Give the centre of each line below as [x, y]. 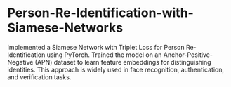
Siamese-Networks [65, 28]
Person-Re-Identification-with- [101, 13]
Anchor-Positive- [188, 55]
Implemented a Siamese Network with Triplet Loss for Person [96, 47]
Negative [20, 62]
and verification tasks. [39, 77]
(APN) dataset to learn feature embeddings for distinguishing [123, 62]
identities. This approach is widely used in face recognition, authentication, [116, 69]
